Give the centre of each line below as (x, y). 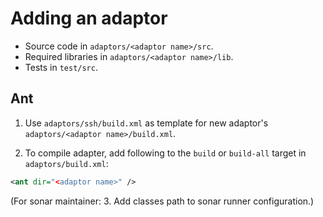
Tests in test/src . (61, 67)
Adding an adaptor (89, 18)
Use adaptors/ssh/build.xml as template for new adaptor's (146, 123)
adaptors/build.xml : (66, 163)
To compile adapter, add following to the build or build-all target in (165, 153)
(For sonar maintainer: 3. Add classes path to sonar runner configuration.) (162, 201)
